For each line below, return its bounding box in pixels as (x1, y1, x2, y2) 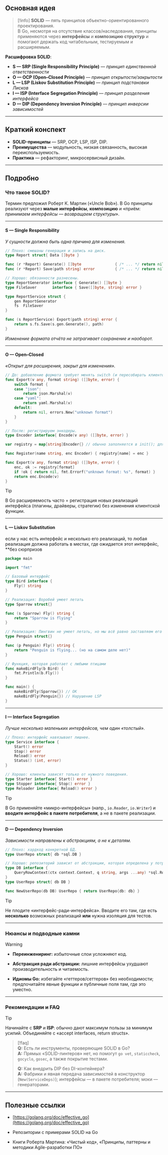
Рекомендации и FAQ (5, 1003, 60, 1010)
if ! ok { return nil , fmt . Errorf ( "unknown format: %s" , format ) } (14, 469, 155, 474)
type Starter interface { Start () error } (5, 777, 93, 782)
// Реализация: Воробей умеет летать (5, 597, 84, 602)
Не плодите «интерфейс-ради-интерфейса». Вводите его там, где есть (5, 907, 157, 913)
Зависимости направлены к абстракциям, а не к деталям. (5, 837, 131, 843)
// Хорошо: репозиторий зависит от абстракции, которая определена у (5, 861, 153, 866)
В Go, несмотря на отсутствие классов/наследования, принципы (17, 28, 157, 34)
